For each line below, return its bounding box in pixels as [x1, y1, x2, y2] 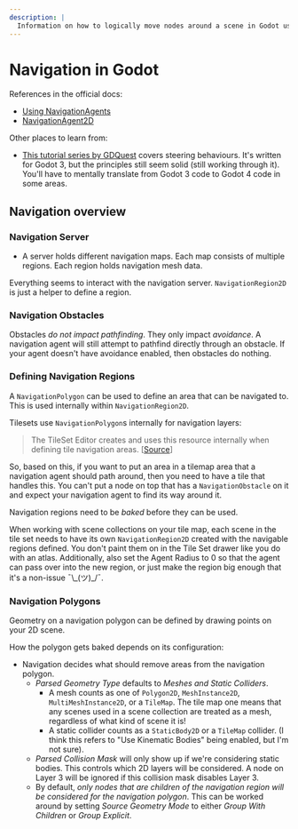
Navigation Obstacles [9, 309, 105, 322]
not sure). [48, 744, 84, 755]
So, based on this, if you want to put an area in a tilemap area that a [9, 461, 255, 472]
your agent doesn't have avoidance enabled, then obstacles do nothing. [9, 348, 272, 359]
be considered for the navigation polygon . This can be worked [35, 792, 264, 802]
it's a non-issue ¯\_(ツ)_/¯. [9, 572, 104, 583]
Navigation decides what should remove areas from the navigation [21, 659, 265, 670]
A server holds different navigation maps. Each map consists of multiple [21, 251, 286, 262]
